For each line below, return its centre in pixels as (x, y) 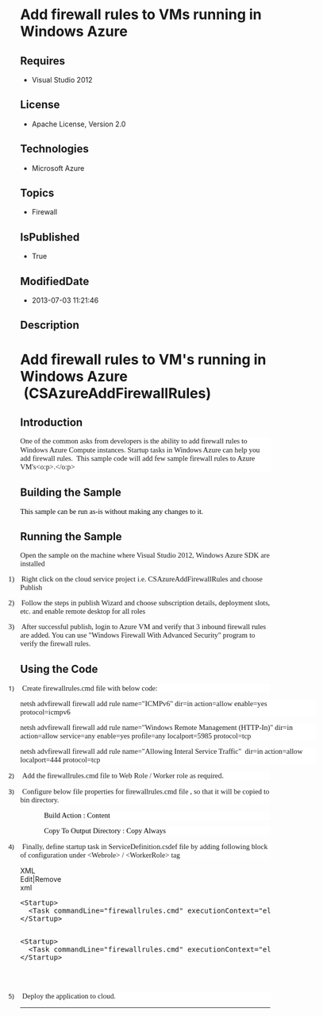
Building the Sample (71, 493)
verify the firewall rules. (56, 644)
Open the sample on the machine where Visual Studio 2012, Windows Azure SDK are (145, 555)
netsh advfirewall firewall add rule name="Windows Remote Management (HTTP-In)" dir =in (157, 728)
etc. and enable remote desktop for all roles (83, 612)
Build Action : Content (77, 815)
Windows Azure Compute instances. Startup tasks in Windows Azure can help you (140, 450)
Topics (37, 193)
